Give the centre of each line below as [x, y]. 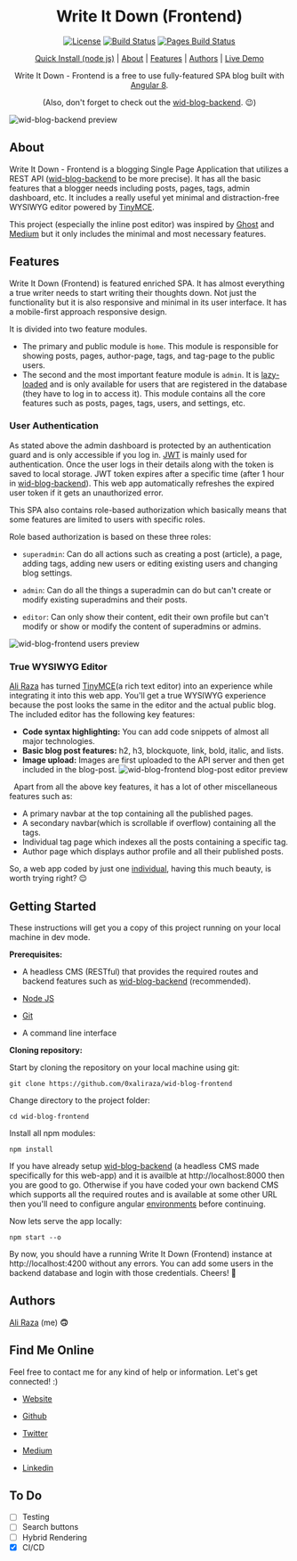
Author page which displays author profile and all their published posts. [153, 852]
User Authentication [54, 426]
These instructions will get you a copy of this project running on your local [145, 928]
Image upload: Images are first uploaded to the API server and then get [153, 760]
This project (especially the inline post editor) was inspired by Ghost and [142, 224]
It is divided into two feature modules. [78, 329]
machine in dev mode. [50, 936]
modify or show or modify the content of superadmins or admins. [141, 626]
